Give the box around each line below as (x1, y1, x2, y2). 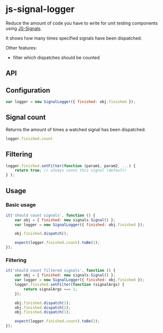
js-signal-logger (5, 4, 74, 15)
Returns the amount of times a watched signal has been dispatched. (5, 126, 146, 132)
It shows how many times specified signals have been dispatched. (5, 35, 142, 41)
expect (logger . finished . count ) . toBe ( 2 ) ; (14, 319, 100, 324)
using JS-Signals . (5, 25, 42, 31)
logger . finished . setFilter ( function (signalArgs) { (14, 282, 124, 287)
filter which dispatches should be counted (12, 54, 100, 61)
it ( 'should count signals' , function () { (5, 213, 95, 218)
